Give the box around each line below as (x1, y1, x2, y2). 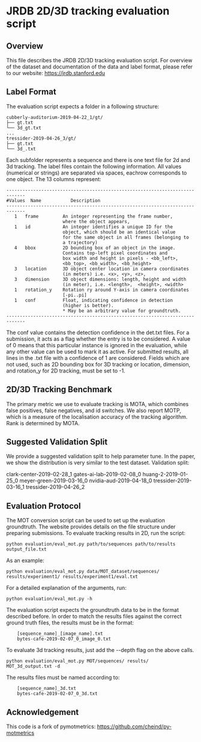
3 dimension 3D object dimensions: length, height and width (14, 276, 187, 283)
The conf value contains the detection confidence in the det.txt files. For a (6, 329, 190, 336)
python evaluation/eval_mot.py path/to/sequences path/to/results (6, 541, 176, 547)
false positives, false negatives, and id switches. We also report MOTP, (6, 407, 181, 414)
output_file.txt (6, 546, 47, 552)
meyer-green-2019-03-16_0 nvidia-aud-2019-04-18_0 (19, 477, 152, 484)
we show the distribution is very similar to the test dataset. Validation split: (6, 459, 190, 466)
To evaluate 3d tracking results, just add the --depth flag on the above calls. (6, 647, 194, 654)
